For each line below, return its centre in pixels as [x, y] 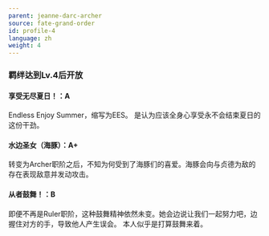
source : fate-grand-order [51, 23]
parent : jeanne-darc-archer [55, 16]
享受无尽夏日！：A [39, 96]
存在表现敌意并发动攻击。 [51, 174]
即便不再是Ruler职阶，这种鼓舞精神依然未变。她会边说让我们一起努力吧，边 [133, 214]
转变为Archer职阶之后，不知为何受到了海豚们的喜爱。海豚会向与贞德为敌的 [132, 165]
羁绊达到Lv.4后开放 [46, 75]
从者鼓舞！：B [32, 194]
